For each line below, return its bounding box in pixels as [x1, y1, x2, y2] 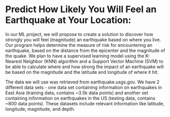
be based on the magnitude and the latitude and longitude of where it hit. [5, 69, 159, 75]
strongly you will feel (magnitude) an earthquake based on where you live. [5, 37, 161, 43]
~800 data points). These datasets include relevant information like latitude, [5, 100, 165, 106]
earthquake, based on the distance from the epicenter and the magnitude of [5, 47, 165, 53]
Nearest [5, 58, 22, 64]
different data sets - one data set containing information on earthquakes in [5, 84, 162, 90]
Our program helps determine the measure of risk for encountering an [5, 42, 153, 48]
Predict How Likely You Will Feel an [5, 4, 157, 15]
